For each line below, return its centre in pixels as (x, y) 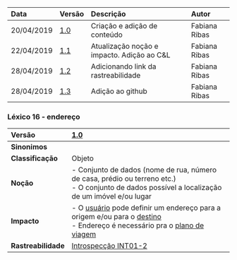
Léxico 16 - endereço (44, 117)
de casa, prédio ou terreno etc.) (124, 179)
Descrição (108, 14)
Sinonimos (29, 147)
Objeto (83, 158)
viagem (84, 235)
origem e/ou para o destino (117, 217)
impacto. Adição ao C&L (130, 55)
